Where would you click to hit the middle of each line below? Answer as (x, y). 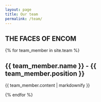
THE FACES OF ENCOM (41, 38)
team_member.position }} (45, 73)
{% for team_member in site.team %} (42, 51)
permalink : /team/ (24, 19)
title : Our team (21, 14)
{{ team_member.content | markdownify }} (48, 85)
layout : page (18, 10)
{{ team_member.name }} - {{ (51, 66)
